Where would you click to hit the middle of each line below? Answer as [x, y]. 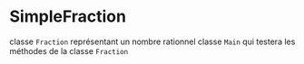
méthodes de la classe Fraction [69, 50]
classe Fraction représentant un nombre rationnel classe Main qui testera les [152, 41]
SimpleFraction [68, 17]
